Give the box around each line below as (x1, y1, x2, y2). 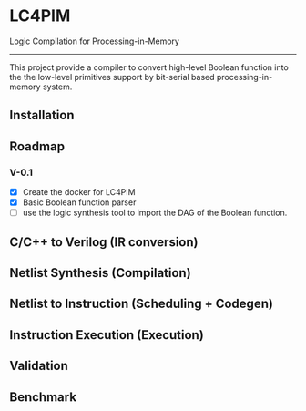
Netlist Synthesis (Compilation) (9, 265, 191, 281)
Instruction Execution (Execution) (9, 327, 205, 343)
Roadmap (9, 139, 66, 154)
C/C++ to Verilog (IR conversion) (9, 234, 199, 250)
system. (42, 81, 73, 92)
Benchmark (9, 389, 77, 405)
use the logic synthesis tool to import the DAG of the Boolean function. (22, 207, 288, 219)
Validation (9, 358, 68, 374)
